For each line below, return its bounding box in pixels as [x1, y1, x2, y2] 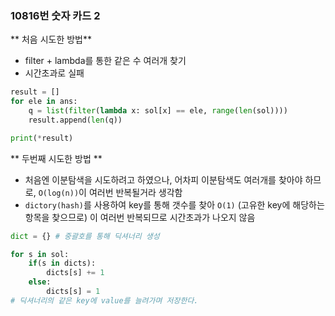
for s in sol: [10, 249, 70, 259]
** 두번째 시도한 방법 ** [10, 152, 103, 164]
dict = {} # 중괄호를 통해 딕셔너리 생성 [10, 231, 160, 241]
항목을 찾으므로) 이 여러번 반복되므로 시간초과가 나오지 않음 [24, 211, 256, 223]
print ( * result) [10, 133, 74, 143]
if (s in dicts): [28, 258, 97, 269]
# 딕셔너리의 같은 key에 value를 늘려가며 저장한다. [10, 295, 199, 306]
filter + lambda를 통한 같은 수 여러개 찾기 [24, 55, 187, 67]
